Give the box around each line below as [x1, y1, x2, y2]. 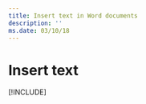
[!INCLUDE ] [8, 87, 47, 97]
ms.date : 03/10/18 [8, 26, 70, 34]
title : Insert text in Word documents [8, 11, 138, 20]
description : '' [8, 19, 63, 27]
